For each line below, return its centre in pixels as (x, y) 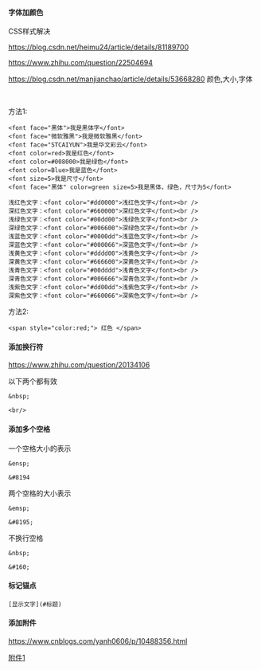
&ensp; (19, 463)
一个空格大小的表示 (40, 448)
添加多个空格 (29, 429)
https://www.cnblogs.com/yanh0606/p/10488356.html (98, 641)
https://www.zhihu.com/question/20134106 (79, 365)
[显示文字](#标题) (35, 604)
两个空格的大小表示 (40, 493)
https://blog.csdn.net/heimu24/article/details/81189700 (99, 47)
